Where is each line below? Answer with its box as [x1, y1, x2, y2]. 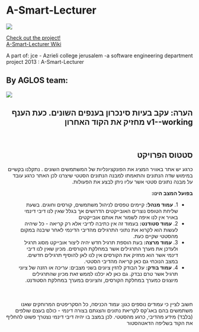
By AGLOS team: [6, 75, 68, 86]
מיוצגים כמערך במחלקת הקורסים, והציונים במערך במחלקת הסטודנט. [25, 276, 178, 284]
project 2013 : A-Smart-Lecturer [6, 58, 85, 65]
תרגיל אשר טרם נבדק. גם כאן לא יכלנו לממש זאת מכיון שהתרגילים [32, 270, 178, 278]
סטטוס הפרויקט [137, 150, 193, 160]
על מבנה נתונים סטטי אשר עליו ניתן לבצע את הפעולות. [72, 178, 193, 185]
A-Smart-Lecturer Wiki [6, 40, 62, 47]
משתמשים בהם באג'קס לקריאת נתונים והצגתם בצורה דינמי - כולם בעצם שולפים [15, 307, 193, 314]
